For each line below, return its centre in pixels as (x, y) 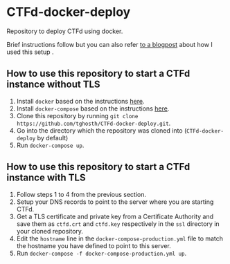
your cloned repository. (50, 231)
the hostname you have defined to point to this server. (94, 245)
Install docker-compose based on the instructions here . (93, 109)
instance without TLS (54, 85)
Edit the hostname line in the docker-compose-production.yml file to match (120, 238)
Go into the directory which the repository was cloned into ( (101, 130)
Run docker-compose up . (50, 145)
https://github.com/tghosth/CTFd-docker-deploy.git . (94, 123)
